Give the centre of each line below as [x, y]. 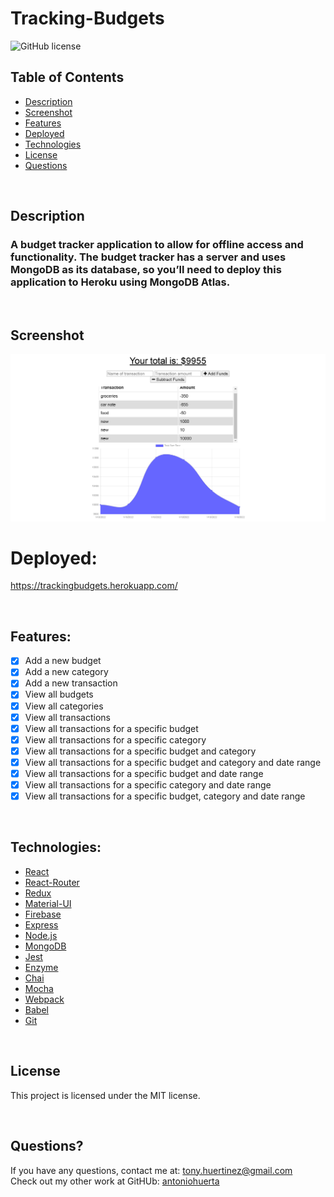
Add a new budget [63, 661]
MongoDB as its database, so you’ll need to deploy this [146, 270]
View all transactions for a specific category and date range [148, 784]
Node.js [41, 935]
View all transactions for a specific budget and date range [144, 773]
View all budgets [59, 694]
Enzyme [41, 967]
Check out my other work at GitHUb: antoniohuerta [115, 1181]
